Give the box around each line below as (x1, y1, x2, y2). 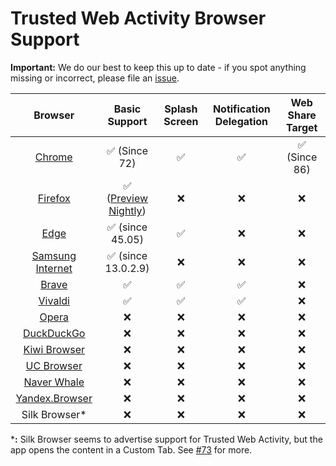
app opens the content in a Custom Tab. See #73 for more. (10, 443, 253, 456)
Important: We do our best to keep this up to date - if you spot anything (10, 61, 307, 73)
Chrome (34, 150, 73, 164)
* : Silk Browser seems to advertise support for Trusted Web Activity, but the (10, 433, 323, 445)
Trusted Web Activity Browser (10, 7, 267, 30)
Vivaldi (38, 293, 70, 307)
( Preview (106, 191, 149, 205)
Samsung (31, 248, 77, 262)
